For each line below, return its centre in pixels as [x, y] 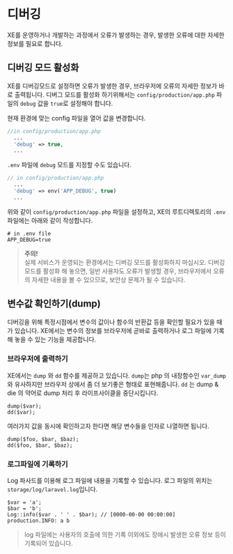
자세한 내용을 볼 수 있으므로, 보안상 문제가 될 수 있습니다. [109, 279]
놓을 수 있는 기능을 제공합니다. [55, 339]
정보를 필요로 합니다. [35, 43]
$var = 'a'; [24, 502]
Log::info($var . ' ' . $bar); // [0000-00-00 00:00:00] [91, 515]
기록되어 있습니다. [48, 544]
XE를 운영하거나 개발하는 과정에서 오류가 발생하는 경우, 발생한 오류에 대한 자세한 [116, 35]
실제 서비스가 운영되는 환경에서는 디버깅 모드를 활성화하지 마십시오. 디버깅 [124, 262]
